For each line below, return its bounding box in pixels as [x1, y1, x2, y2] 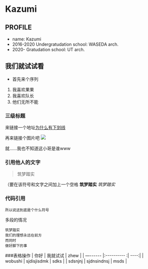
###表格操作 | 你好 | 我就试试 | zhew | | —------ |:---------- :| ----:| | [5, 252, 144, 258]
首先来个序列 [12, 76, 38, 82]
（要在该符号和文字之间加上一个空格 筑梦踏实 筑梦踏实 [5, 181, 116, 188]
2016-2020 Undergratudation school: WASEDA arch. [12, 41, 119, 47]
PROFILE [5, 23, 32, 32]
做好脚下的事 [5, 243, 28, 248]
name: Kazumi [12, 36, 42, 42]
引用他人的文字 [5, 159, 41, 166]
